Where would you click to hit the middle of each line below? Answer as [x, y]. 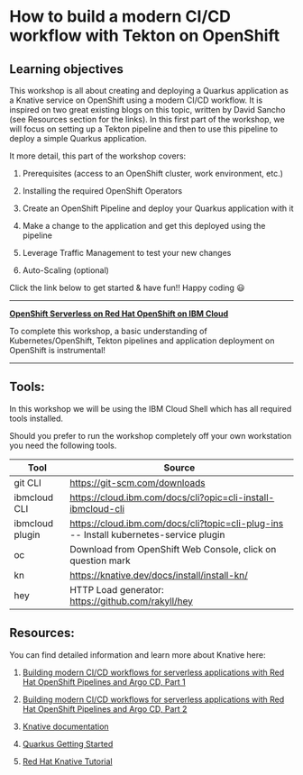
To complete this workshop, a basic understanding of [108, 331]
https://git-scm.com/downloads [137, 482]
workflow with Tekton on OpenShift [145, 36]
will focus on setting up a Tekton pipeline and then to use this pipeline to [143, 129]
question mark [100, 561]
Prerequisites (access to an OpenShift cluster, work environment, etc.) [153, 173]
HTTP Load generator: [116, 589]
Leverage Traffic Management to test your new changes [127, 253]
